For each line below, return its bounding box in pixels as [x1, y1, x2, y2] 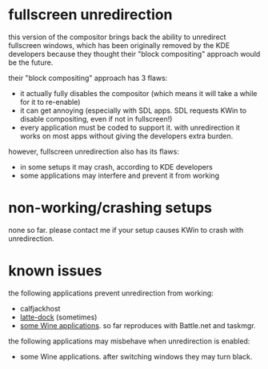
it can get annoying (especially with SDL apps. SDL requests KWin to [19, 106, 246, 115]
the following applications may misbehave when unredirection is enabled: [8, 336, 250, 346]
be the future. [8, 58, 54, 67]
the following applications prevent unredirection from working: [8, 288, 214, 298]
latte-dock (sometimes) [19, 312, 98, 322]
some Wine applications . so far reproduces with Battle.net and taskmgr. [19, 320, 256, 330]
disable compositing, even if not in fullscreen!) [19, 114, 173, 123]
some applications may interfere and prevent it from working [19, 170, 220, 180]
